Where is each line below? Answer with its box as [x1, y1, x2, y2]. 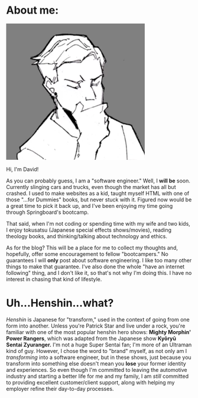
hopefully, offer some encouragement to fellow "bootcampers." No [6, 250, 168, 258]
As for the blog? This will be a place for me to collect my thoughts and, [6, 244, 178, 251]
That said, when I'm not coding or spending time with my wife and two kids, [6, 220, 190, 227]
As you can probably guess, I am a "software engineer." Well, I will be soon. [6, 177, 191, 184]
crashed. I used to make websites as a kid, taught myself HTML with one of [6, 190, 190, 197]
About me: [6, 4, 59, 17]
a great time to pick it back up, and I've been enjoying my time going [6, 202, 173, 209]
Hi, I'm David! [6, 165, 39, 172]
